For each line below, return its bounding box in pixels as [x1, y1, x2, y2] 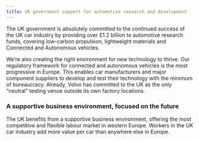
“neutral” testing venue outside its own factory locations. [6, 87, 146, 94]
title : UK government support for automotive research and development [6, 8, 187, 15]
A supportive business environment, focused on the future [6, 102, 179, 110]
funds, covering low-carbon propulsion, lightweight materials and [6, 37, 166, 45]
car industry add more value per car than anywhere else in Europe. [6, 128, 170, 135]
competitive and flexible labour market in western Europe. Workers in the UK [6, 121, 194, 129]
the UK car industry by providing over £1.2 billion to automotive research [6, 31, 184, 39]
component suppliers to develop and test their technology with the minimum [6, 74, 193, 82]
